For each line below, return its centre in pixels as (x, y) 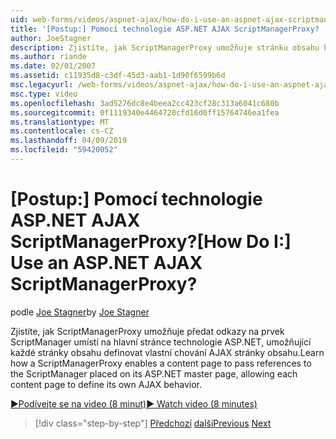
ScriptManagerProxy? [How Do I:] (151, 242)
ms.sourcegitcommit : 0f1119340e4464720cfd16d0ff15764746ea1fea (145, 112)
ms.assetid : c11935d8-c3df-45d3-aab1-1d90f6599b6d (118, 76)
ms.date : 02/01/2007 (53, 66)
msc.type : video (44, 94)
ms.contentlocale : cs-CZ (62, 131)
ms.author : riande (48, 57)
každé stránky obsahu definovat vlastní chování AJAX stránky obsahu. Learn (167, 352)
